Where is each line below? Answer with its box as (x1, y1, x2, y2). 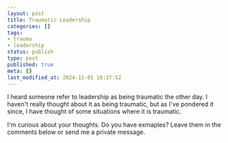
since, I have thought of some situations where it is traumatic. (7, 107, 182, 115)
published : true (7, 61, 54, 68)
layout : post (7, 10, 45, 17)
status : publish (7, 49, 54, 56)
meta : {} (7, 67, 32, 74)
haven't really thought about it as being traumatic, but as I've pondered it (7, 100, 214, 109)
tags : (7, 29, 23, 36)
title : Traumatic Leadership (7, 16, 91, 23)
